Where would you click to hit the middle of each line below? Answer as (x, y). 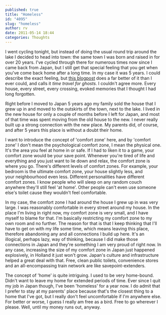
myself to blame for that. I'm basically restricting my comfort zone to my (79, 218)
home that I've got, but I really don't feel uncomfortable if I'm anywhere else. (83, 296)
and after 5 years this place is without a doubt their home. (64, 130)
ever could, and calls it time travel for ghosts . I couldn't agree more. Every (81, 83)
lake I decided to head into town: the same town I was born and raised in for (83, 57)
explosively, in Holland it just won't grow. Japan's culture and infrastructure (82, 255)
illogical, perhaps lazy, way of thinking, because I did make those (72, 239)
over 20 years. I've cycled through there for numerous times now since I (79, 62)
